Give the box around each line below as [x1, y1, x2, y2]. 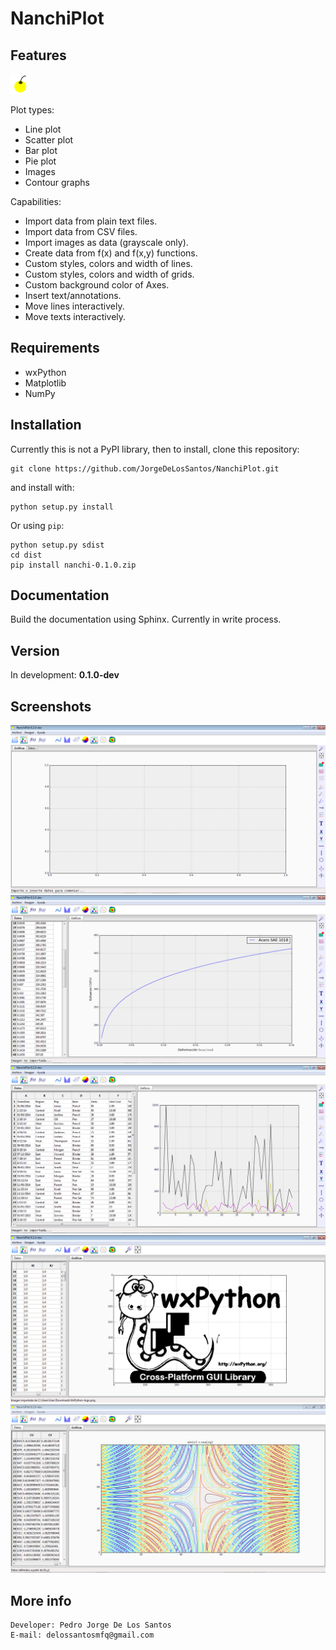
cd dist [10, 550, 43, 560]
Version [10, 642, 60, 659]
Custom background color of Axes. [24, 279, 170, 291]
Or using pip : [10, 519, 65, 531]
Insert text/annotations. [24, 290, 122, 301]
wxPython [24, 366, 67, 378]
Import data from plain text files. [24, 215, 158, 227]
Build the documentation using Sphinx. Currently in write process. [10, 613, 282, 626]
